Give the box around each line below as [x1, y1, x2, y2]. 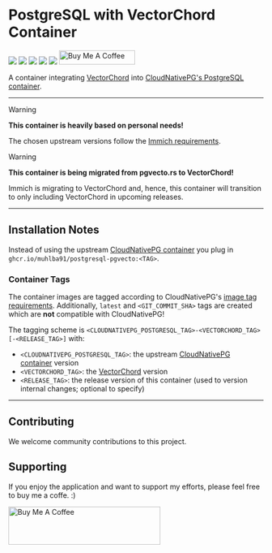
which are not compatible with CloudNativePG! [8, 309, 165, 319]
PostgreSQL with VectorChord [8, 6, 216, 24]
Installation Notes [8, 223, 100, 237]
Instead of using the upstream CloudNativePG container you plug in [8, 244, 234, 254]
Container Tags [8, 274, 70, 285]
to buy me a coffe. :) [8, 490, 76, 500]
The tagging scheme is [8, 325, 85, 335]
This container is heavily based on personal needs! [8, 120, 184, 130]
